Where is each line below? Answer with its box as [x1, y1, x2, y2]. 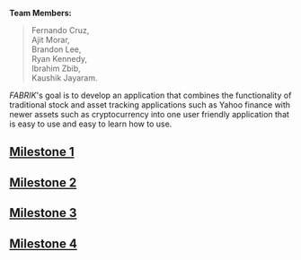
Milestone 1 [9, 144, 75, 160]
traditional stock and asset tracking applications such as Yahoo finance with [9, 100, 290, 110]
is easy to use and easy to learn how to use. [9, 118, 173, 129]
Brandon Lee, [31, 44, 82, 55]
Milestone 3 [9, 205, 77, 221]
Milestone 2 [9, 175, 77, 190]
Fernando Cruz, [31, 25, 90, 35]
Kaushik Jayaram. [31, 73, 98, 83]
